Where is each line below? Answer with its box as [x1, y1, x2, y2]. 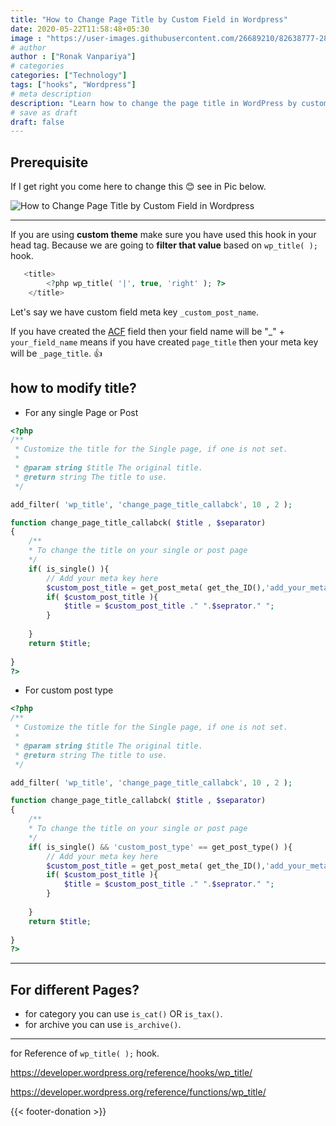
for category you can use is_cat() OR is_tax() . [24, 1008, 223, 1020]
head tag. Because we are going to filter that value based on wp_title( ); [10, 239, 318, 251]
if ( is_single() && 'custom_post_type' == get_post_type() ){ [28, 842, 293, 852]
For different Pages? [10, 981, 140, 998]
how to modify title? [10, 380, 137, 397]
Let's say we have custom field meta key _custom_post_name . [10, 306, 259, 318]
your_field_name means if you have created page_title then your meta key [10, 336, 319, 348]
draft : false [10, 117, 65, 127]
